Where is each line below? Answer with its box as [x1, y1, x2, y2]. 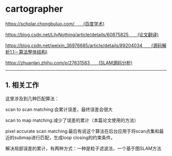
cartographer [5, 3, 63, 15]
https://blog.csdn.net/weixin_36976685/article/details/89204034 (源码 [5, 42, 162, 49]
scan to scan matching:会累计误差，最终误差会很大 [5, 106, 113, 113]
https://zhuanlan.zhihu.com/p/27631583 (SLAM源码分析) [5, 59, 133, 65]
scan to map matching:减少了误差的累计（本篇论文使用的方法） [5, 117, 139, 123]
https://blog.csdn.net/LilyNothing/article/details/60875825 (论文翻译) [5, 31, 159, 37]
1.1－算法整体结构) [9, 49, 48, 55]
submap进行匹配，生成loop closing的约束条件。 [14, 134, 116, 141]
